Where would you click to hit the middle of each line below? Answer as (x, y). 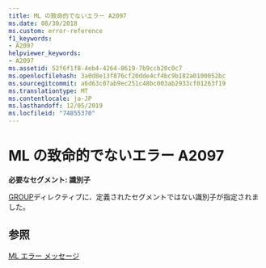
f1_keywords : (30, 38)
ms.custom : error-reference (56, 31)
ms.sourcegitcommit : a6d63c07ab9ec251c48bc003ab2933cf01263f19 (117, 83)
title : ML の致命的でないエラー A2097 (68, 16)
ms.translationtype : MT (49, 91)
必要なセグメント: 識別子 (49, 179)
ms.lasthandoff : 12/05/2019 (56, 106)
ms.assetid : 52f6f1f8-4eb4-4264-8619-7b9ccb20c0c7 (95, 69)
